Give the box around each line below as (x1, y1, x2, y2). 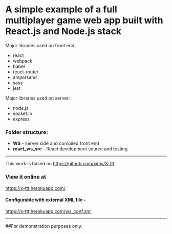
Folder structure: (5, 128, 49, 135)
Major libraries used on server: (5, 95, 70, 101)
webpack (12, 57, 32, 64)
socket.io (12, 110, 32, 116)
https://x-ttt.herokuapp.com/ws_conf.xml (5, 208, 92, 214)
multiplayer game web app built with (5, 14, 163, 26)
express (12, 115, 30, 122)
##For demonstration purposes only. (5, 223, 82, 229)
